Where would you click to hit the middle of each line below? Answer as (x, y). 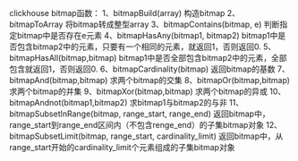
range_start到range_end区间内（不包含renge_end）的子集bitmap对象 (136, 125)
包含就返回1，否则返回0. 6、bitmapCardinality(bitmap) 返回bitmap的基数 (142, 69)
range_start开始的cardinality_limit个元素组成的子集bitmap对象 (122, 147)
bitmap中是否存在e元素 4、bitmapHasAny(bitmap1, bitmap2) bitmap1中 (147, 35)
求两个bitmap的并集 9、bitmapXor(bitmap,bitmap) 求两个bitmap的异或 (139, 91)
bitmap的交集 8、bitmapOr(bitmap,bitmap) (212, 80)
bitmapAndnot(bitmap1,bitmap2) (68, 102)
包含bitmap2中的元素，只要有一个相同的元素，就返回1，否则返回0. (139, 47)
